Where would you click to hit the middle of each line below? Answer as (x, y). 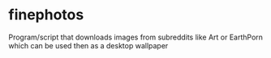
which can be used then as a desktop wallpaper (88, 45)
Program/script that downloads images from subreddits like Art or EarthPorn (136, 37)
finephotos (46, 15)
